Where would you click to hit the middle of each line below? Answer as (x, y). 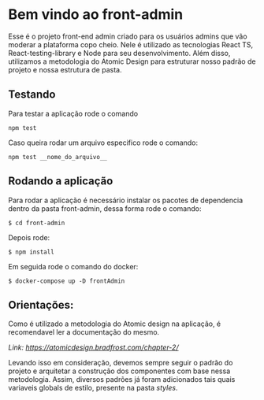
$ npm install (32, 252)
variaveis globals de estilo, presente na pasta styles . (93, 388)
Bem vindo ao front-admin (96, 15)
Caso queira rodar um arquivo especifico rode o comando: (103, 143)
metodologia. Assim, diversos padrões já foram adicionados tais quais (122, 380)
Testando (32, 95)
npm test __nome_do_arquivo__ (58, 157)
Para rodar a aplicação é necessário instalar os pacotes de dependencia (126, 200)
